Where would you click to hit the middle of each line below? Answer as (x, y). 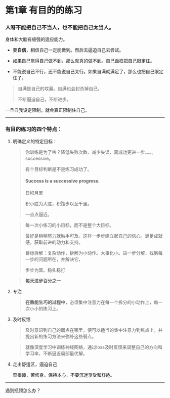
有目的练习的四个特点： (34, 129)
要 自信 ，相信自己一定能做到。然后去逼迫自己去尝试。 (68, 50)
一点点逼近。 (38, 214)
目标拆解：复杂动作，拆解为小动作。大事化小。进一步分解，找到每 (94, 253)
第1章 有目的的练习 (44, 10)
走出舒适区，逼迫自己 (35, 364)
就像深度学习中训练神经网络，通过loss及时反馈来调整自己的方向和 (94, 347)
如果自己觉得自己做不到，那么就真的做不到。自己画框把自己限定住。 (83, 61)
